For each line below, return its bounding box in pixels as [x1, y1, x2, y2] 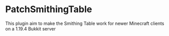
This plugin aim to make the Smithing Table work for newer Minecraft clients [5, 20, 164, 26]
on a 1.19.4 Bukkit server [5, 25, 56, 31]
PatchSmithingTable [5, 4, 92, 15]
